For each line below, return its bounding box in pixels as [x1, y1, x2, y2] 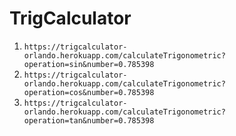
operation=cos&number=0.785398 [23, 87, 155, 97]
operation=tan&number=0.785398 [23, 115, 155, 126]
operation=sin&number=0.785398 [23, 59, 155, 69]
